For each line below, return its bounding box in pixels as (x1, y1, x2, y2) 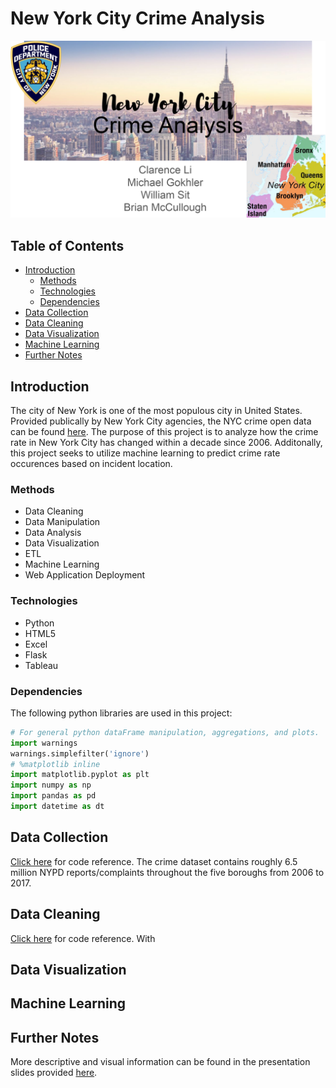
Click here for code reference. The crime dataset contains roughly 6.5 (10, 855, 298, 867)
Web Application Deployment (24, 569, 146, 581)
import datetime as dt (10, 802, 105, 812)
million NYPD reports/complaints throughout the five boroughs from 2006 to (10, 866, 325, 878)
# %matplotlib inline (10, 759, 101, 769)
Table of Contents (10, 237, 125, 254)
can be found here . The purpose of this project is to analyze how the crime (10, 426, 319, 438)
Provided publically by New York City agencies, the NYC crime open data (10, 415, 312, 427)
